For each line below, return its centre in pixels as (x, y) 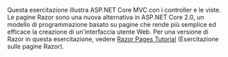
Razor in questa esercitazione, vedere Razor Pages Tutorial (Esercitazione (113, 39)
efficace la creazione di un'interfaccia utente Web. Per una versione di (108, 32)
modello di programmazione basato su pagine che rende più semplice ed (112, 24)
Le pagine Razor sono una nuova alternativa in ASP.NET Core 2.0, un (106, 17)
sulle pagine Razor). (36, 46)
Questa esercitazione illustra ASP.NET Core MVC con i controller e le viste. (114, 10)
